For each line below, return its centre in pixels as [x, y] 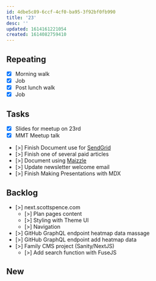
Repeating [26, 59]
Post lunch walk [35, 88]
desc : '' [17, 23]
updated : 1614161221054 [37, 29]
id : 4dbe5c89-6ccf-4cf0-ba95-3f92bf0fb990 [61, 12]
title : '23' [21, 18]
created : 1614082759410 [37, 35]
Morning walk [32, 74]
